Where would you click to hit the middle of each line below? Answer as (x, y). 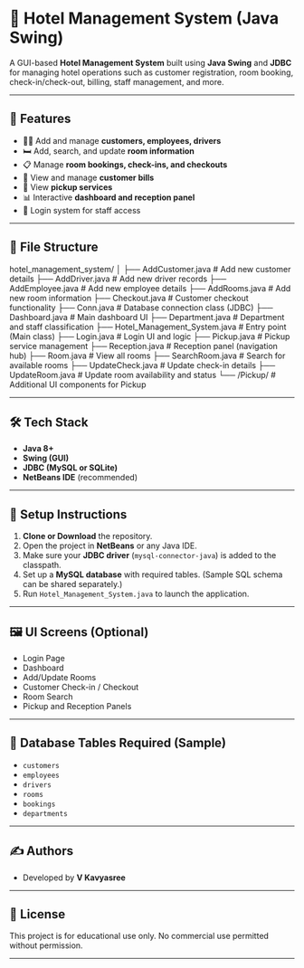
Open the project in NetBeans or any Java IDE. (109, 546)
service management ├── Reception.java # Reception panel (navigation (144, 346)
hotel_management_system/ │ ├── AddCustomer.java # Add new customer (150, 269)
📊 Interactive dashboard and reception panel (109, 197)
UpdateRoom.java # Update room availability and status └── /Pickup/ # (142, 375)
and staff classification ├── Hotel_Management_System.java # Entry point (148, 327)
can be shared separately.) (72, 584)
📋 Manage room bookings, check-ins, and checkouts (125, 164)
